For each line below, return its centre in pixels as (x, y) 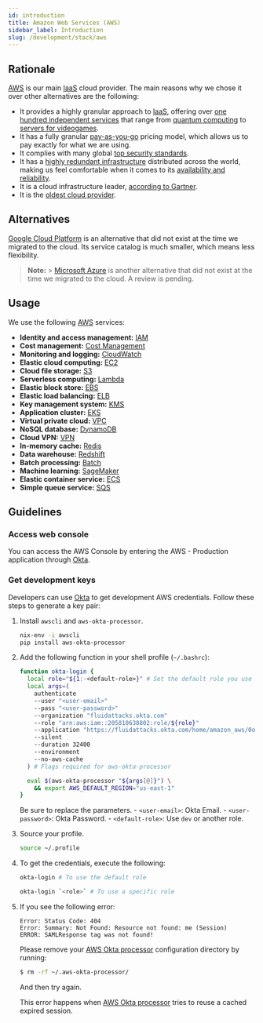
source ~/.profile (49, 848)
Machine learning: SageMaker (69, 471)
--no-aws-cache (59, 759)
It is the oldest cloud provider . (68, 195)
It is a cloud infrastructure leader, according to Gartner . (108, 187)
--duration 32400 (62, 745)
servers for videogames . (59, 128)
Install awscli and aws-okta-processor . (81, 621)
